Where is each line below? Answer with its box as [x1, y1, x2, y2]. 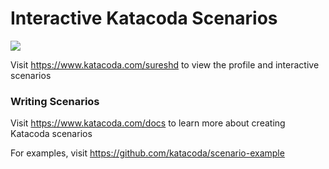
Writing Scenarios [10, 94, 100, 108]
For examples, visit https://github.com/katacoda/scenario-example [10, 147, 285, 159]
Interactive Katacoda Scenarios [10, 7, 278, 30]
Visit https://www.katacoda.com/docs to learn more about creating [10, 117, 286, 129]
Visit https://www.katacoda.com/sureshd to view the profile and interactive [10, 58, 320, 71]
